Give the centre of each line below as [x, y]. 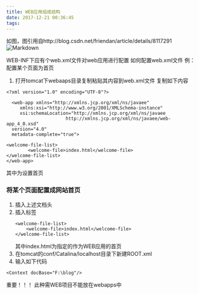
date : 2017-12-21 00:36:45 [40, 18]
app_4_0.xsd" [23, 124]
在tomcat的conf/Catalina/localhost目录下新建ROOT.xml [84, 253]
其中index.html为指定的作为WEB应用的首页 [68, 246]
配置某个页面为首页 [30, 68]
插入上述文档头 [33, 204]
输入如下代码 [31, 261]
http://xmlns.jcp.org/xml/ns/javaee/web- [118, 119]
